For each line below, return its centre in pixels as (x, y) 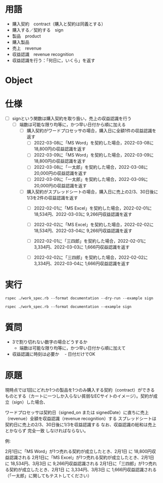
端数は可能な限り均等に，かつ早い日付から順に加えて (72, 348)
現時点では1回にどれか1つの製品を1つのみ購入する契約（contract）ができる (80, 390)
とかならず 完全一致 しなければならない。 (47, 430)
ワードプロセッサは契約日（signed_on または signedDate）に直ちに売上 (77, 412)
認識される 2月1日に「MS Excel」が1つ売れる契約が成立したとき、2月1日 (81, 457)
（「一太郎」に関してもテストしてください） (49, 475)
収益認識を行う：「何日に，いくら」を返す (54, 60)
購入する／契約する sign (38, 30)
